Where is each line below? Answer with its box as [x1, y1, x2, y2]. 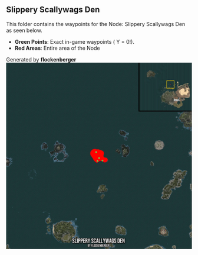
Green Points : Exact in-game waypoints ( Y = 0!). [14, 38, 134, 45]
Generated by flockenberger [6, 56, 77, 63]
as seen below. [6, 27, 42, 34]
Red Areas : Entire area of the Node [14, 44, 100, 51]
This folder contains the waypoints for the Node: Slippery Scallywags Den [6, 20, 186, 27]
